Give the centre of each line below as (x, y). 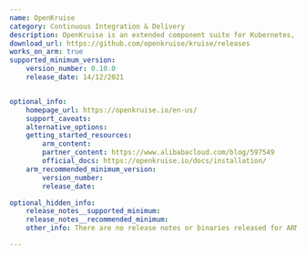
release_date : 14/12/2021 (75, 77)
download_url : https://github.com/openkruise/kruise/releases (130, 43)
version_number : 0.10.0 (71, 69)
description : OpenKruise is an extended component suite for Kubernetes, (153, 35)
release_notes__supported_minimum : (93, 211)
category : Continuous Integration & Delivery (97, 26)
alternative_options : (66, 127)
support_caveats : (59, 118)
